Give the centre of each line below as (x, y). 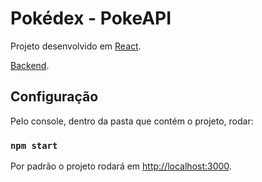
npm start (34, 145)
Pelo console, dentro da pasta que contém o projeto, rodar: (132, 121)
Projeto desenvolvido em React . (76, 46)
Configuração (54, 97)
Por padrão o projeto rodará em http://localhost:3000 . (121, 166)
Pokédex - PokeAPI (91, 18)
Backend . (30, 65)
